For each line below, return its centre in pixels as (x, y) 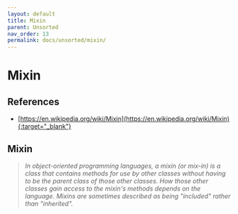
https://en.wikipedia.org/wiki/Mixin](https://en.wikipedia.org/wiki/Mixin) (125, 119)
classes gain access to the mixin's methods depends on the (113, 188)
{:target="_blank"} (44, 127)
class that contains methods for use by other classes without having (125, 173)
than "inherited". (49, 203)
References (33, 101)
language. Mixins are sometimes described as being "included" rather (128, 196)
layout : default (31, 14)
